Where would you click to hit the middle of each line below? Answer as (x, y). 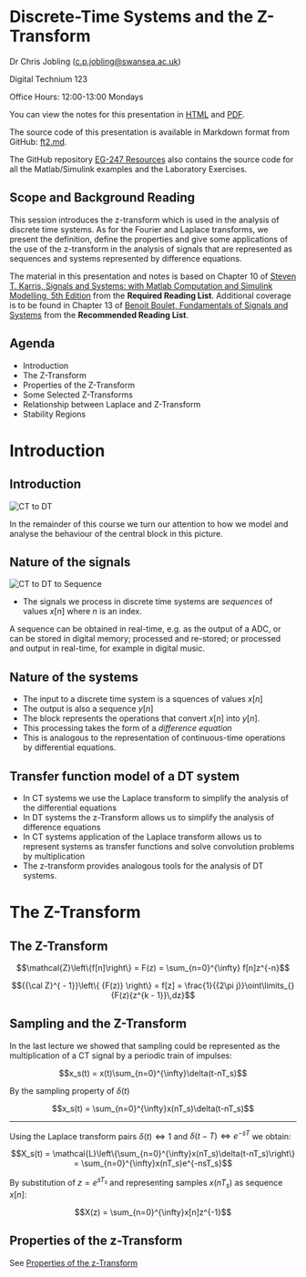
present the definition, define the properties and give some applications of (149, 239)
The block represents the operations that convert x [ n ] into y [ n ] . (141, 718)
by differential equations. (69, 747)
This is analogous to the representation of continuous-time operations (154, 738)
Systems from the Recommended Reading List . (99, 314)
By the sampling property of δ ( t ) (70, 1090)
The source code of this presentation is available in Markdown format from (149, 132)
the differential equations (69, 808)
